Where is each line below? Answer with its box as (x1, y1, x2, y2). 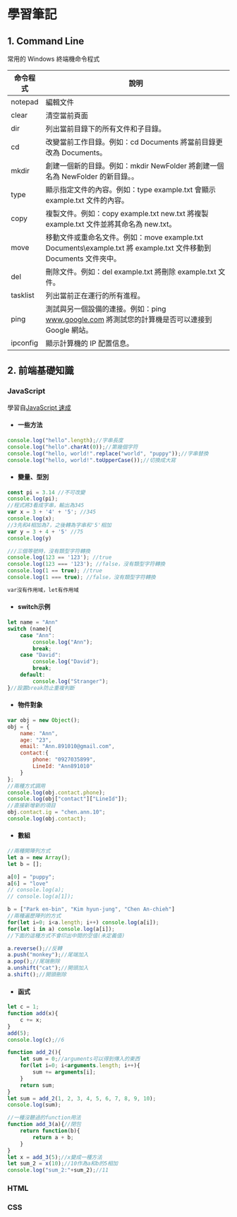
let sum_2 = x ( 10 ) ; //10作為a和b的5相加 (7, 1160, 119, 1168)
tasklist (11, 290, 35, 300)
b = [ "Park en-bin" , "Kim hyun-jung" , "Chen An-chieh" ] (7, 906, 175, 913)
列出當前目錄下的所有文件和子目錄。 (45, 124, 166, 133)
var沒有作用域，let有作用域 (7, 586, 79, 593)
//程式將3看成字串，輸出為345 (7, 502, 85, 509)
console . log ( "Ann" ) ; (32, 639, 93, 646)
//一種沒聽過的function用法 (7, 1114, 81, 1122)
